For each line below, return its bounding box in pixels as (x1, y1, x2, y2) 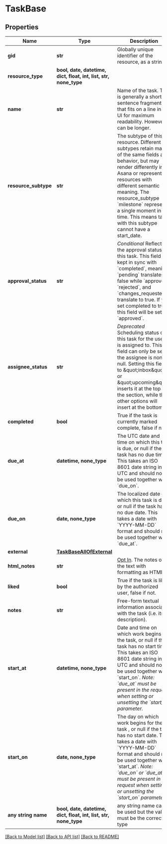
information (117, 603, 144, 610)
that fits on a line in (117, 106, 162, 113)
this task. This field (117, 252, 162, 259)
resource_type (7, 73, 43, 80)
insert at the (117, 404, 145, 411)
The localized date (117, 490, 161, 497)
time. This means (117, 214, 158, 220)
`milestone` (117, 201, 143, 208)
